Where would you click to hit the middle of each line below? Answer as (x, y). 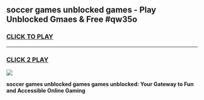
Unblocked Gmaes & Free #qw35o (72, 20)
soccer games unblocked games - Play (81, 10)
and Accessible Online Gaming (46, 90)
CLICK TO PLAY (30, 37)
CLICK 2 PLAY (27, 59)
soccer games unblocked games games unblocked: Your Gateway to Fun (100, 84)
